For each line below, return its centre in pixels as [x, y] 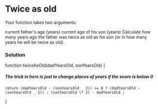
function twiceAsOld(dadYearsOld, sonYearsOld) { [55, 65]
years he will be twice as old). [35, 42]
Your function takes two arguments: [41, 22]
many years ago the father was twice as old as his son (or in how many [76, 37]
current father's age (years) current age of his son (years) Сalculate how [78, 32]
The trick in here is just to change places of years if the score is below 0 [79, 76]
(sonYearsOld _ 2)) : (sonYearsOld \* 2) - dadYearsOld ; [65, 93]
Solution [15, 54]
